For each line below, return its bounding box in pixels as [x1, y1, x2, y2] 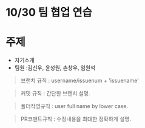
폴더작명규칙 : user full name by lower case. [20, 103, 129, 110]
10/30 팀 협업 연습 [5, 5, 92, 19]
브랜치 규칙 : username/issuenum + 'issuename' [20, 77, 139, 85]
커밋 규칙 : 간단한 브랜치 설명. [20, 90, 90, 97]
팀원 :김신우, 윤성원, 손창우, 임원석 [14, 64, 95, 71]
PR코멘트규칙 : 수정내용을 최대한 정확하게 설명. [20, 115, 132, 123]
